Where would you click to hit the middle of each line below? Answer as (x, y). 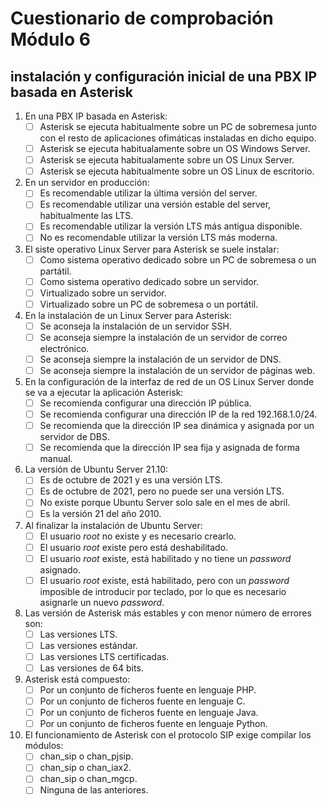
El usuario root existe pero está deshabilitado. (134, 547)
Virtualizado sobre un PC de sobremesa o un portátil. (149, 304)
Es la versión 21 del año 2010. (100, 514)
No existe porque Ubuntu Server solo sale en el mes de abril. (165, 503)
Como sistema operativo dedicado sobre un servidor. (149, 281)
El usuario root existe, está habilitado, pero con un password (164, 580)
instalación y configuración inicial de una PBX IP (164, 76)
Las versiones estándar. (88, 645)
